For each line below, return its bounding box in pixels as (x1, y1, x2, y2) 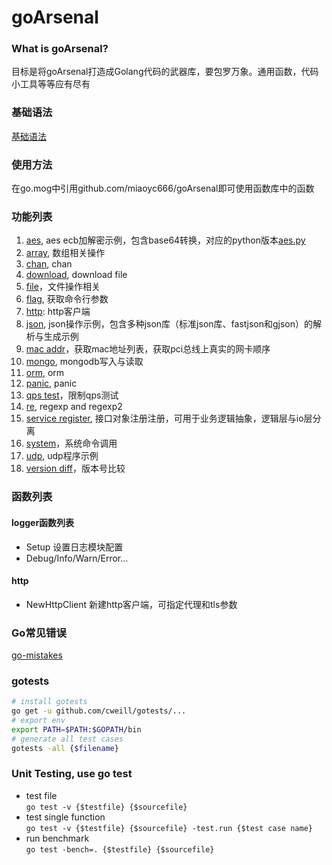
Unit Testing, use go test (11, 767, 133, 781)
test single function (25, 811, 106, 823)
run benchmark (25, 832, 90, 844)
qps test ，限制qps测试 (25, 389, 119, 401)
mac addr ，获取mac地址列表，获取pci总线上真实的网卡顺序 (25, 343, 271, 355)
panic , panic (25, 377, 78, 390)
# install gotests (11, 697, 88, 707)
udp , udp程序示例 (25, 450, 99, 462)
